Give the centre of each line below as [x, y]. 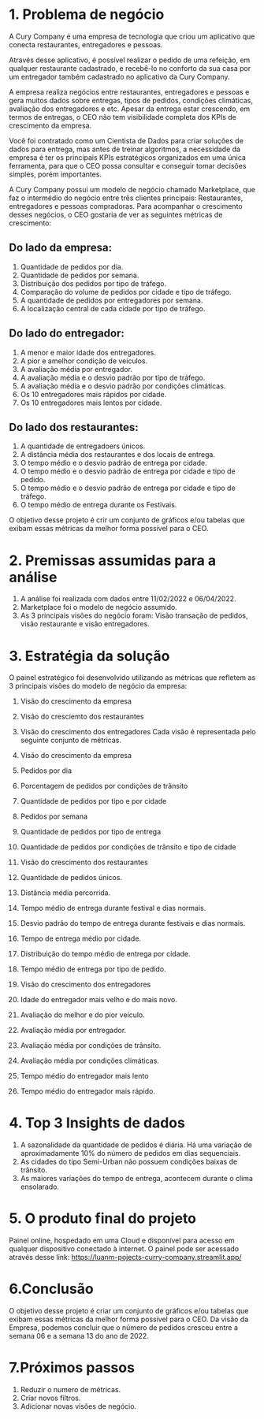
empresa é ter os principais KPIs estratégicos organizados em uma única [128, 157]
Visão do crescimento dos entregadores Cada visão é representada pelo [138, 732]
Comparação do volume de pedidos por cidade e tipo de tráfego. [126, 292]
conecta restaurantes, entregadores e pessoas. [86, 44]
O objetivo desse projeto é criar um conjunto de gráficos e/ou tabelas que [129, 1311]
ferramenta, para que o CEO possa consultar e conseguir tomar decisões [128, 165]
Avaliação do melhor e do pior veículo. [82, 1015]
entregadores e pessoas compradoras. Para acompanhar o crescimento [126, 206]
